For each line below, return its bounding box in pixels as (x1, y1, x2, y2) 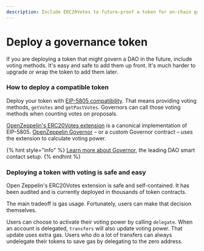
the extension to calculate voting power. (6, 134, 106, 142)
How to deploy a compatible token (6, 83, 109, 92)
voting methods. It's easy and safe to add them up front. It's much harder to (6, 61, 196, 69)
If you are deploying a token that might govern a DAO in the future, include (6, 55, 192, 63)
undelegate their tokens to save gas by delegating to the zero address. (6, 238, 183, 245)
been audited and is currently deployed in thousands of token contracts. (6, 188, 187, 196)
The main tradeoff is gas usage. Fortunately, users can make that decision (6, 200, 192, 207)
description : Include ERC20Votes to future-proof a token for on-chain (6, 9, 191, 15)
